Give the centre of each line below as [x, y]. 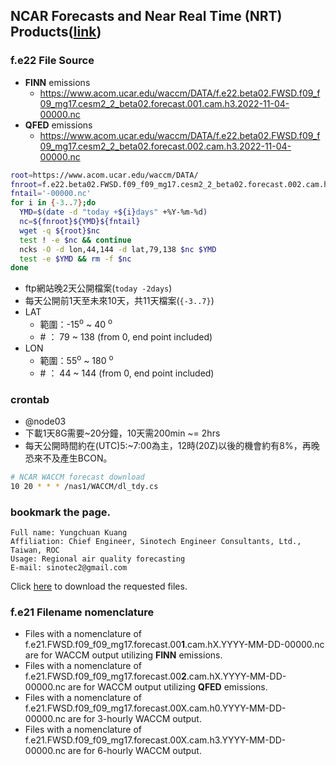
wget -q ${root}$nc [60, 230]
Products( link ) [56, 32]
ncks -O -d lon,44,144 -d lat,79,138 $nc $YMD [118, 249]
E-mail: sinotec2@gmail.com [69, 567]
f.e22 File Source [52, 61]
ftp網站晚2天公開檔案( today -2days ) [98, 288]
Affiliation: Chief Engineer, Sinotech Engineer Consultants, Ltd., [156, 541]
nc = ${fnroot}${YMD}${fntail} [80, 222]
